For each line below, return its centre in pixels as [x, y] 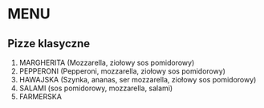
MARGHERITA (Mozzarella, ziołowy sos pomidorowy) [107, 62]
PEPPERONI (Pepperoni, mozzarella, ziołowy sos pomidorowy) [122, 71]
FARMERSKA [40, 96]
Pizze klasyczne [49, 44]
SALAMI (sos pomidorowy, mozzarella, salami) [96, 88]
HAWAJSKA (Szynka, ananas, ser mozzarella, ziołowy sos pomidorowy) [138, 80]
